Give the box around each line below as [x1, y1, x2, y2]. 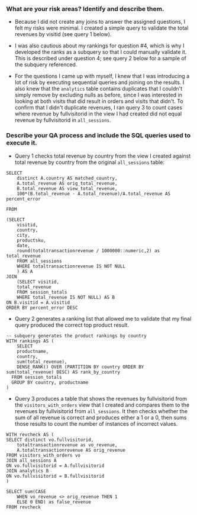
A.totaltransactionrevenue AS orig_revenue [17, 447, 126, 453]
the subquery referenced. [14, 61, 77, 68]
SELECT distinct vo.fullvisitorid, [6, 437, 94, 443]
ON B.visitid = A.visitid [6, 300, 70, 305]
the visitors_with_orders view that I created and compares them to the [14, 401, 190, 408]
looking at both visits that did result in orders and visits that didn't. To [14, 98, 183, 105]
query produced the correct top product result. [14, 321, 129, 329]
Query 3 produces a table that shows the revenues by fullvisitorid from [14, 395, 188, 402]
